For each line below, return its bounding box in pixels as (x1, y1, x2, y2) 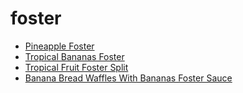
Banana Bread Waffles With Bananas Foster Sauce (24, 72, 233, 84)
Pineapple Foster (24, 40, 95, 52)
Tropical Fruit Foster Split (24, 61, 129, 73)
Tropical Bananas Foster (24, 50, 125, 62)
